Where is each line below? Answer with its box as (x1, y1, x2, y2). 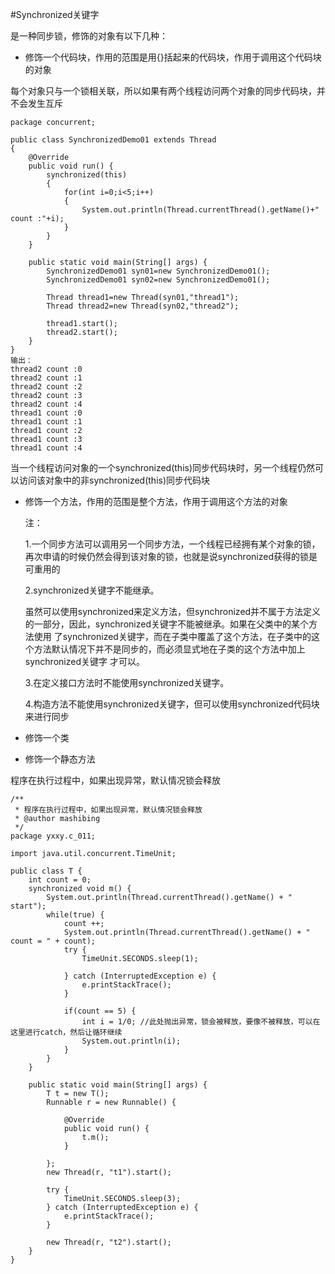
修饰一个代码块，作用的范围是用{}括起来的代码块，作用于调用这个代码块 (24, 51, 322, 63)
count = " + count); (10, 936, 97, 946)
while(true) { (46, 910, 105, 920)
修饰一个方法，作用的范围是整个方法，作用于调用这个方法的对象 (24, 496, 288, 507)
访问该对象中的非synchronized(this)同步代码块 (18, 474, 211, 486)
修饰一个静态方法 (24, 753, 96, 765)
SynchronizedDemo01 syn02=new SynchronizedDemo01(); (46, 275, 271, 285)
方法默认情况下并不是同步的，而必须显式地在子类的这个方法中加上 (33, 643, 306, 655)
